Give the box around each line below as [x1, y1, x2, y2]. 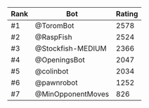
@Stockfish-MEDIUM [34, 43, 107, 53]
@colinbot [34, 67, 69, 76]
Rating [115, 9, 138, 18]
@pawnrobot [34, 78, 78, 87]
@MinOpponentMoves [34, 89, 110, 99]
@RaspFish [34, 32, 72, 41]
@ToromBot [34, 21, 74, 30]
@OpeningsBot [34, 55, 86, 65]
